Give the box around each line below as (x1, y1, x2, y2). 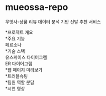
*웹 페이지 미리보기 (5, 66, 43, 72)
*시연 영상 (5, 85, 25, 91)
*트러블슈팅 (5, 73, 28, 79)
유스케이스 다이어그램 (5, 54, 47, 60)
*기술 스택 (5, 48, 25, 54)
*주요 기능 (5, 35, 25, 41)
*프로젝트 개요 (5, 29, 34, 35)
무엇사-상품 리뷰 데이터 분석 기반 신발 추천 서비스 (5, 18, 101, 24)
